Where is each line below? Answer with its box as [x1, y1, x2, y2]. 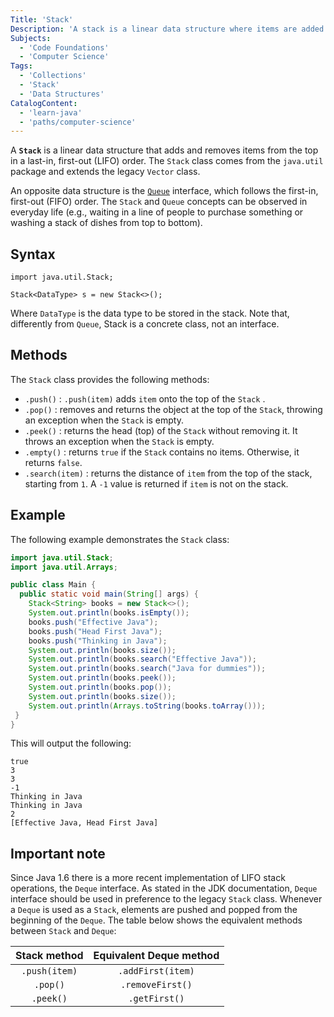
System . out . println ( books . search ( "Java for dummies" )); [28, 664, 267, 674]
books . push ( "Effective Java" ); [28, 617, 159, 627]
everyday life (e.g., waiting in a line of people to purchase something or [10, 206, 304, 218]
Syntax [10, 246, 56, 263]
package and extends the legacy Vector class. [10, 166, 201, 178]
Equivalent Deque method [93, 949, 220, 963]
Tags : [10, 61, 33, 71]
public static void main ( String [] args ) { [19, 589, 199, 600]
